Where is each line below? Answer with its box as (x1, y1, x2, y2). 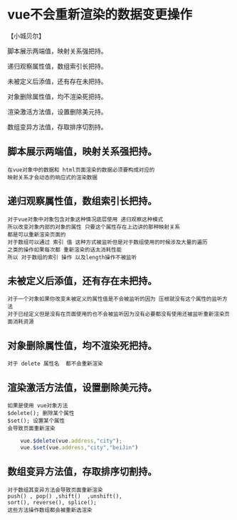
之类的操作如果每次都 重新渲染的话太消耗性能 (7, 246, 122, 254)
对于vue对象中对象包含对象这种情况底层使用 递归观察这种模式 (7, 216, 164, 223)
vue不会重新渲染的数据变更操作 (7, 6, 192, 23)
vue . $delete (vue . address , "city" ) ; (20, 437, 122, 444)
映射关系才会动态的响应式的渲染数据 (7, 174, 98, 181)
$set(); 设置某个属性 (7, 417, 65, 424)
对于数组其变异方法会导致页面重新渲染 (7, 486, 103, 494)
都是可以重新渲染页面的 (7, 231, 66, 238)
